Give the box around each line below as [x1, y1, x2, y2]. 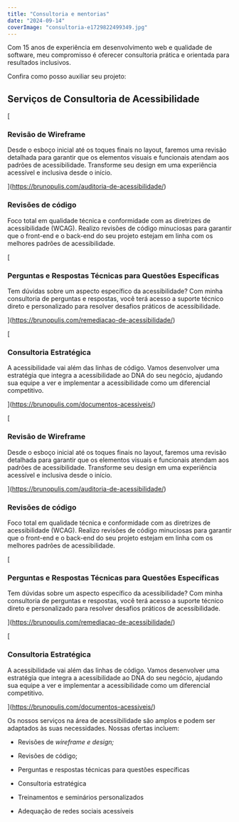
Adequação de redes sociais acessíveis [17, 806, 134, 815]
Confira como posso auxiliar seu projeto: [7, 72, 127, 81]
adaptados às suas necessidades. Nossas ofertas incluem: [7, 724, 180, 732]
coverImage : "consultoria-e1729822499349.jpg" [7, 24, 148, 31]
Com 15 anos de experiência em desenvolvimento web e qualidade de [7, 43, 213, 52]
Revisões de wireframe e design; [17, 737, 115, 746]
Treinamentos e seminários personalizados [17, 793, 144, 801]
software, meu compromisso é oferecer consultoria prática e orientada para [7, 51, 230, 59]
